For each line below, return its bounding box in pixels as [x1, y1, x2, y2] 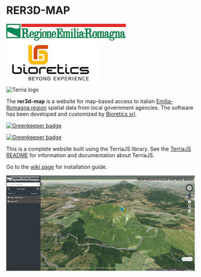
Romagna [6, 104, 30, 111]
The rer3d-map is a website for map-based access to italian [6, 97, 156, 105]
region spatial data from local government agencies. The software [31, 104, 194, 111]
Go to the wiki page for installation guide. [6, 163, 108, 170]
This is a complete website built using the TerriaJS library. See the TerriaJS [6, 145, 191, 152]
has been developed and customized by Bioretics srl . [6, 110, 137, 118]
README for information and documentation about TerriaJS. [6, 151, 155, 159]
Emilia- [156, 97, 173, 105]
